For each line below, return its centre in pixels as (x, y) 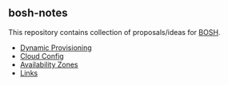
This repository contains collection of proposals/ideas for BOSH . (114, 32)
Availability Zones (49, 64)
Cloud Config (42, 56)
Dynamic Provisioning (56, 48)
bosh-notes (38, 13)
